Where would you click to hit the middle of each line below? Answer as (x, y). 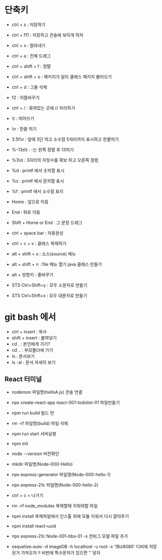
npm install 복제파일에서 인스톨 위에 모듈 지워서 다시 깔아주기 (70, 516)
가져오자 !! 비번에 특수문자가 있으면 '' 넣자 (61, 553)
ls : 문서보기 (23, 356)
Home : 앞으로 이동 (30, 202)
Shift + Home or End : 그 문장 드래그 (47, 222)
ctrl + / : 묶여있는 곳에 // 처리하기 (43, 108)
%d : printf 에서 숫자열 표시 (38, 170)
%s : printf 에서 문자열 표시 (38, 181)
